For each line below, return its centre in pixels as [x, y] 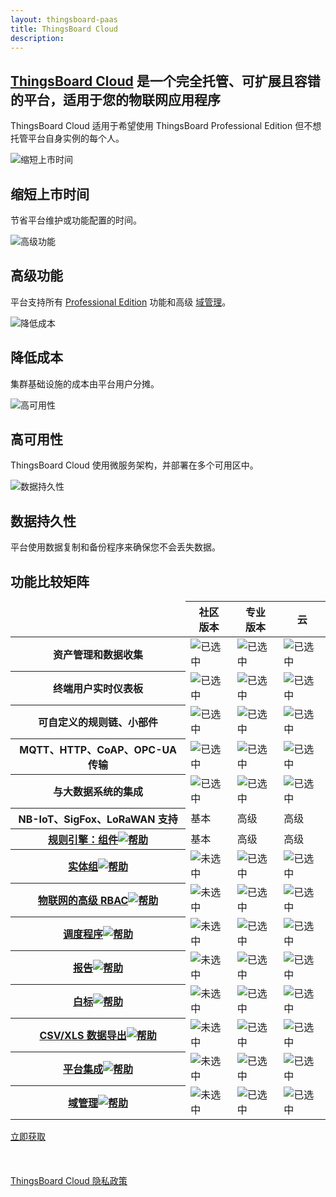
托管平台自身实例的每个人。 [67, 138]
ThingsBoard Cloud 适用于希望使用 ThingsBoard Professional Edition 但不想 [166, 126]
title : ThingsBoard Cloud [64, 29]
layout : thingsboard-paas [64, 19]
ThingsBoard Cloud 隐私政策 [69, 1181]
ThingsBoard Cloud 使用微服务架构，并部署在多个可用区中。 [134, 465]
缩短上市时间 [50, 194]
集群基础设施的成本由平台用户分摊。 [85, 383]
